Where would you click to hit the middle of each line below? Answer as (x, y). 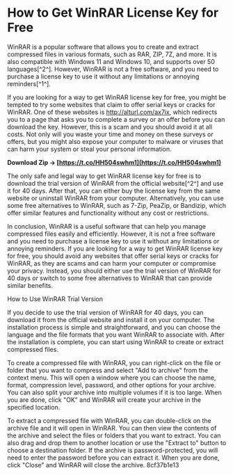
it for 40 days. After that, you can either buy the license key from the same (114, 191)
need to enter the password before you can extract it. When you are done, (114, 458)
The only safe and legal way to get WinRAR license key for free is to (104, 176)
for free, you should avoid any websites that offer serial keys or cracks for (113, 256)
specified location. (34, 407)
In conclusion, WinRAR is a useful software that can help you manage (107, 226)
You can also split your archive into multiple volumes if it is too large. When (115, 392)
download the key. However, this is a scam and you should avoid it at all (110, 127)
